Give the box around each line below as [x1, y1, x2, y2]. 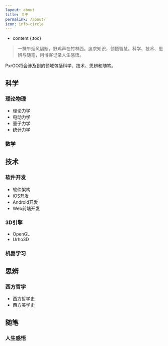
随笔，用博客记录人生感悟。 [26, 52, 84, 58]
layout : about [5, 7, 35, 13]
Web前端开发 [12, 205, 40, 211]
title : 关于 [5, 12, 29, 17]
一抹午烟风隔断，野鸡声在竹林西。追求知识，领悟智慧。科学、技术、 [17, 46, 159, 52]
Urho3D [12, 236, 29, 242]
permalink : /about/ [5, 17, 46, 22]
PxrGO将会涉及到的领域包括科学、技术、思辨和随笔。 [5, 63, 116, 69]
